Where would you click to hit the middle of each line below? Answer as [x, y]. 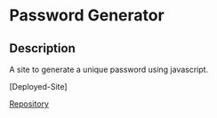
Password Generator [87, 16]
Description [42, 48]
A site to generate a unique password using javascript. [109, 69]
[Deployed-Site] [39, 87]
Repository [29, 104]
